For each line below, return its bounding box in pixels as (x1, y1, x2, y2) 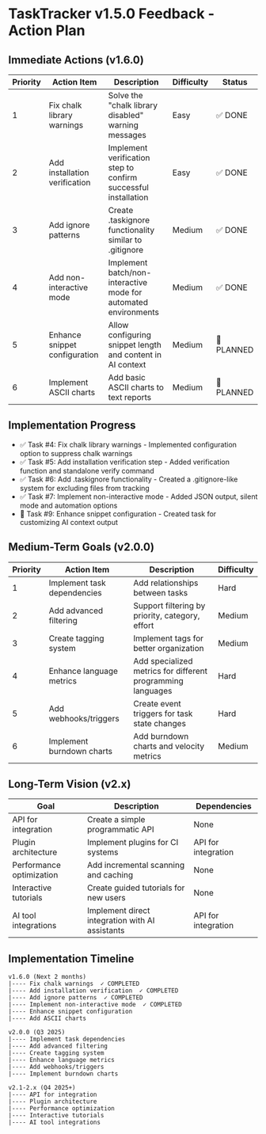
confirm (108, 172, 138, 183)
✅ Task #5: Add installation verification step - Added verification (19, 457, 230, 466)
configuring (108, 329, 152, 341)
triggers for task (133, 708, 193, 719)
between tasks (133, 587, 188, 598)
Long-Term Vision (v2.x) (8, 778, 131, 791)
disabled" (108, 110, 144, 120)
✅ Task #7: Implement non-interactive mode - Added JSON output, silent (19, 492, 258, 501)
